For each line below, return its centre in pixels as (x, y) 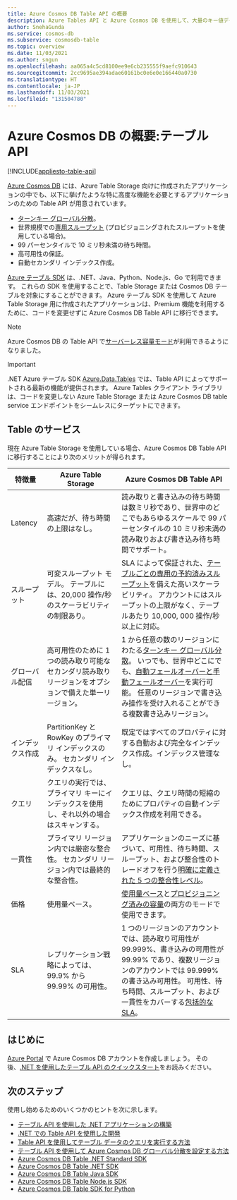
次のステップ (35, 1091)
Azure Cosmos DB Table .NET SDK (68, 1166)
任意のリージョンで (169, 692)
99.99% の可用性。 (79, 986)
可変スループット (75, 574)
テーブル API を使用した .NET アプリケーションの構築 (95, 1125)
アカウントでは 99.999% (177, 970)
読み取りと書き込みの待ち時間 (171, 497)
